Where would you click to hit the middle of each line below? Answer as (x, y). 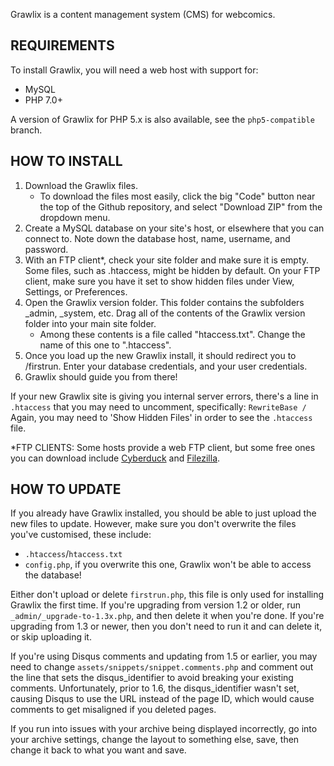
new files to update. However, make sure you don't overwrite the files (153, 524)
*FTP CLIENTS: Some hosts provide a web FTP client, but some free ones (163, 447)
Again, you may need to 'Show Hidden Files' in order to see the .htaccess (161, 417)
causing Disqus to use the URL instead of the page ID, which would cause (162, 699)
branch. (26, 130)
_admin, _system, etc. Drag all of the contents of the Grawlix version (165, 313)
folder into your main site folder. (90, 323)
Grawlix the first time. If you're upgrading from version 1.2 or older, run (156, 605)
